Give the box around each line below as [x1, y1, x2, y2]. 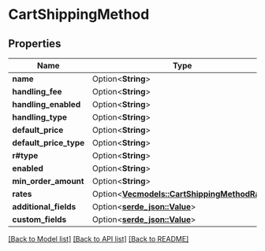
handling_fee [12, 87, 62, 97]
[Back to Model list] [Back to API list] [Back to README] [8, 234, 189, 243]
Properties [8, 37, 62, 50]
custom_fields [12, 214, 67, 225]
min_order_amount [12, 175, 84, 186]
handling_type [12, 112, 68, 123]
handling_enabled [12, 99, 81, 109]
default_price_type [12, 138, 85, 148]
